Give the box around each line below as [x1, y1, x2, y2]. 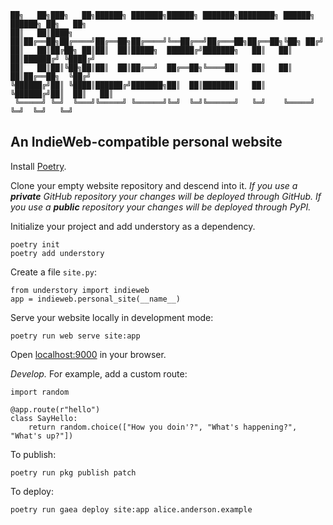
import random [10, 387, 70, 397]
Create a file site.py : [10, 266, 98, 278]
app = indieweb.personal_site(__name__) [10, 294, 182, 304]
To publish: [10, 448, 57, 460]
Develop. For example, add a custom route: [10, 367, 188, 380]
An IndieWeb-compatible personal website [10, 134, 283, 151]
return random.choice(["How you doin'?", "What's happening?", [28, 422, 298, 432]
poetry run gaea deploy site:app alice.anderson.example [10, 504, 253, 515]
